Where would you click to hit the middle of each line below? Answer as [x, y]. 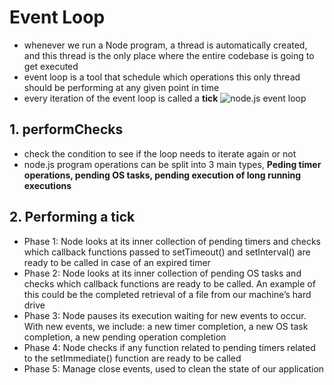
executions [47, 185]
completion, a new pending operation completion [125, 337]
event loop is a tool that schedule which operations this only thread [162, 77]
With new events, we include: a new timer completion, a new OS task [166, 326]
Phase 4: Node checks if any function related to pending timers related [169, 347]
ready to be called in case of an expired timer [117, 262]
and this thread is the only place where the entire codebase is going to [169, 55]
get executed [51, 66]
